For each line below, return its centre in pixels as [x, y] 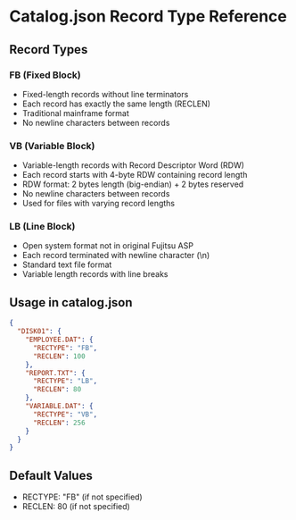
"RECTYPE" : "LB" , [65, 382]
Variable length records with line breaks [95, 274]
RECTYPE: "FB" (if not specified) [82, 497]
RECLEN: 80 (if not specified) [76, 507]
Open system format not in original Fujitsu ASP [108, 246]
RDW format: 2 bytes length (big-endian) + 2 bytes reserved [133, 184]
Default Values [51, 475]
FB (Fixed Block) [45, 75]
